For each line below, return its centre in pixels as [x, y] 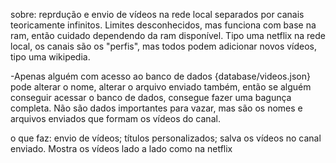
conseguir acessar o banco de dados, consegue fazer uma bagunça [151, 97]
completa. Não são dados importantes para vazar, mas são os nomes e [156, 108]
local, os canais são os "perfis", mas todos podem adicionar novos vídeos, [164, 46]
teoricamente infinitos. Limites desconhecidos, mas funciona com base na [163, 25]
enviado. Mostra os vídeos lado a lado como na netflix [121, 148]
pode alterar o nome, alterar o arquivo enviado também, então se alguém [161, 87]
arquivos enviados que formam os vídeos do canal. [115, 118]
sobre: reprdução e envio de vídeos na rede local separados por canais [157, 14]
